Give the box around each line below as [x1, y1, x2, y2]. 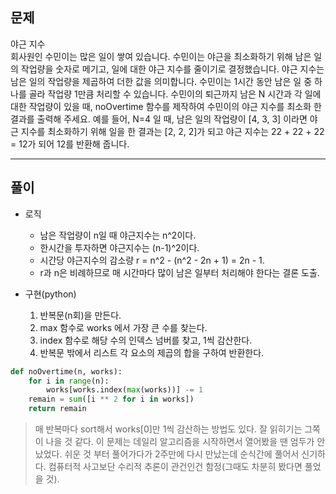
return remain [28, 404, 87, 414]
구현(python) [24, 288, 77, 300]
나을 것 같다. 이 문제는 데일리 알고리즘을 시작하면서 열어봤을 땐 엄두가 [45, 436, 315, 447]
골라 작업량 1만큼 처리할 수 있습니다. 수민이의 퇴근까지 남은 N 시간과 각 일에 [28, 88, 322, 100]
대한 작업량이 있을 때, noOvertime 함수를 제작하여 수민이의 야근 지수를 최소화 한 [10, 100, 322, 112]
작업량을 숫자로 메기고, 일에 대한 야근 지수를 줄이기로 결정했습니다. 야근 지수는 [20, 63, 325, 75]
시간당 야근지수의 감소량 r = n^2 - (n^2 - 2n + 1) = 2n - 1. [39, 254, 265, 266]
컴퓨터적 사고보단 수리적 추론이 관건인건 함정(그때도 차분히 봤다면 [48, 461, 303, 472]
